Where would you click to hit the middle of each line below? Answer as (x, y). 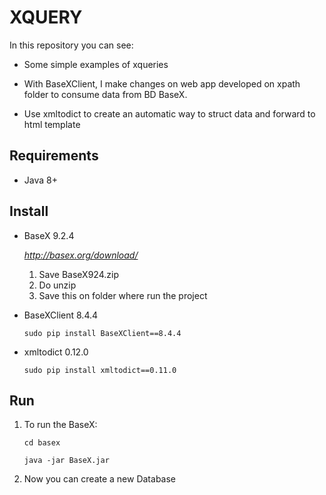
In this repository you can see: (71, 45)
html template (52, 124)
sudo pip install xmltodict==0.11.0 (100, 370)
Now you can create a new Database (100, 479)
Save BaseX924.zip (78, 274)
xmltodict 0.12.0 (56, 352)
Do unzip (57, 285)
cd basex (42, 443)
